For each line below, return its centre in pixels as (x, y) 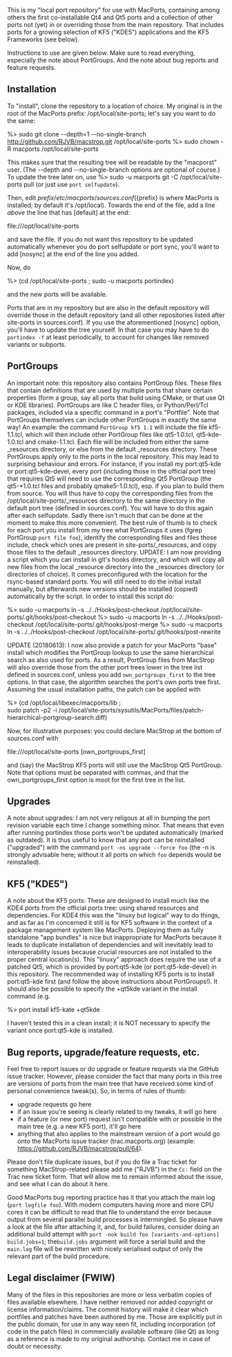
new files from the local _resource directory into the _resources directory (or (116, 566)
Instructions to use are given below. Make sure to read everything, (101, 53)
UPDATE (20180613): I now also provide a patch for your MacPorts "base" (112, 645)
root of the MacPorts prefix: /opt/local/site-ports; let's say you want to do (112, 113)
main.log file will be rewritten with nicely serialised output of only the (105, 1249)
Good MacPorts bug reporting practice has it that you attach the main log (111, 1198)
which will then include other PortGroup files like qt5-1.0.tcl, (110, 434)
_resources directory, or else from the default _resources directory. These (112, 449)
